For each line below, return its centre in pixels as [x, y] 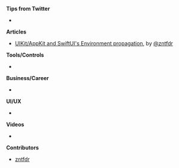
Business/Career [28, 78]
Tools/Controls [25, 55]
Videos [15, 124]
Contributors [23, 148]
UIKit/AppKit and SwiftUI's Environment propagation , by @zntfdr [94, 43]
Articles [16, 32]
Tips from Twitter [28, 9]
